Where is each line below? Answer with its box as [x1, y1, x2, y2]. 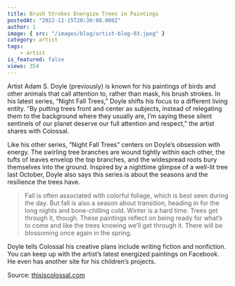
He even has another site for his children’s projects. [7, 257, 156, 266]
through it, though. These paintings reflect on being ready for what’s [24, 214, 223, 222]
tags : [7, 43, 23, 50]
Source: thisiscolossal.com [7, 271, 86, 279]
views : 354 [7, 63, 39, 70]
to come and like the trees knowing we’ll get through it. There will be [24, 221, 223, 229]
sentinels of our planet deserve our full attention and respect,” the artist [7, 119, 215, 127]
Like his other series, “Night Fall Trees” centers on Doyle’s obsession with [7, 140, 220, 148]
